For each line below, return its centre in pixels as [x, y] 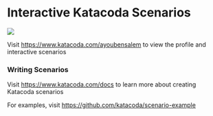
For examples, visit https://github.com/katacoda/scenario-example [101, 105]
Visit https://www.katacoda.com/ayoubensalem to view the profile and [106, 44]
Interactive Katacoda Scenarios [99, 13]
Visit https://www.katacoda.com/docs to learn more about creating [102, 84]
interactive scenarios [37, 51]
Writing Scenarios [38, 69]
